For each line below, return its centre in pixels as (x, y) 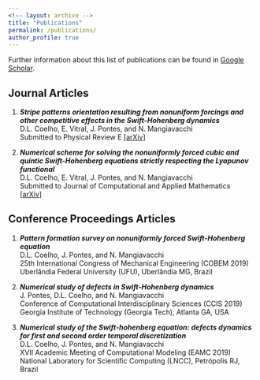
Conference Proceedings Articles (92, 219)
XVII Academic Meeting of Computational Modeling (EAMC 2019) (125, 352)
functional (37, 170)
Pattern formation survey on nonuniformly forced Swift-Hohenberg (132, 238)
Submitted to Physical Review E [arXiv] (82, 137)
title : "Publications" (45, 23)
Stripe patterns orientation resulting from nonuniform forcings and (132, 112)
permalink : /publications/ (52, 30)
